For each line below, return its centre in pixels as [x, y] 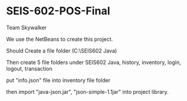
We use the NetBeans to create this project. [60, 39]
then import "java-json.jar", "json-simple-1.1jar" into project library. [87, 91]
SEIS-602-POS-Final [58, 11]
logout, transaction [29, 68]
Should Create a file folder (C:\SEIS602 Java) [62, 51]
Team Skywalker [27, 27]
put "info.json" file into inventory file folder [58, 80]
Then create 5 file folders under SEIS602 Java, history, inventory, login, [94, 62]
